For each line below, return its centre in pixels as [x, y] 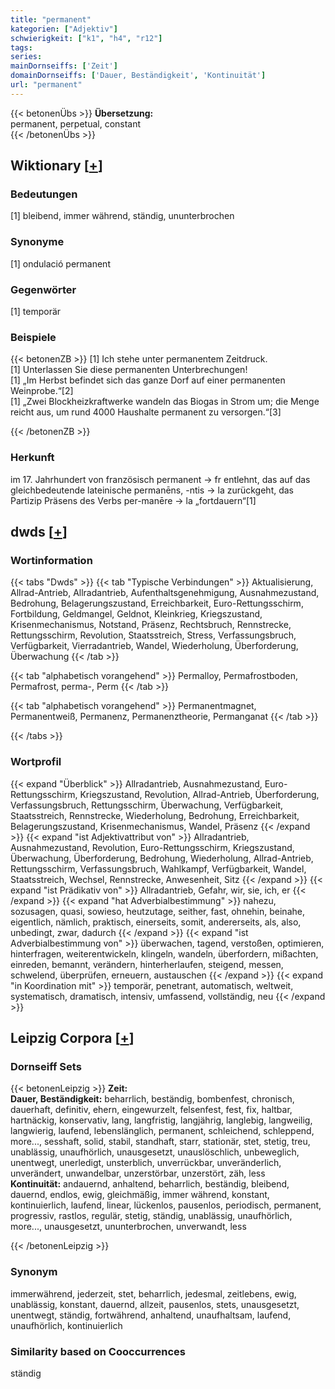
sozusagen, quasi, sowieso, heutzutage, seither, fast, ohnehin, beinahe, [157, 911]
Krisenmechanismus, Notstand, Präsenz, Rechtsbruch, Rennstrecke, [151, 625]
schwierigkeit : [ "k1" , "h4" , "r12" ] [86, 38]
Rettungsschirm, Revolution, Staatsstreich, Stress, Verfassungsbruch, [153, 635]
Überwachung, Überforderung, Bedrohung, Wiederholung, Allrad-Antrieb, [162, 858]
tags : [21, 47]
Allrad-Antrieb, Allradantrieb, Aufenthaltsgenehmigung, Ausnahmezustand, [165, 593]
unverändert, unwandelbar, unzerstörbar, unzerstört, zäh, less [138, 1173]
